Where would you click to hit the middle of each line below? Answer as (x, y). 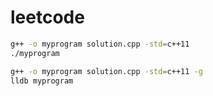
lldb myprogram (42, 81)
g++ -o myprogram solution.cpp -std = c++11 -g (106, 71)
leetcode (47, 17)
